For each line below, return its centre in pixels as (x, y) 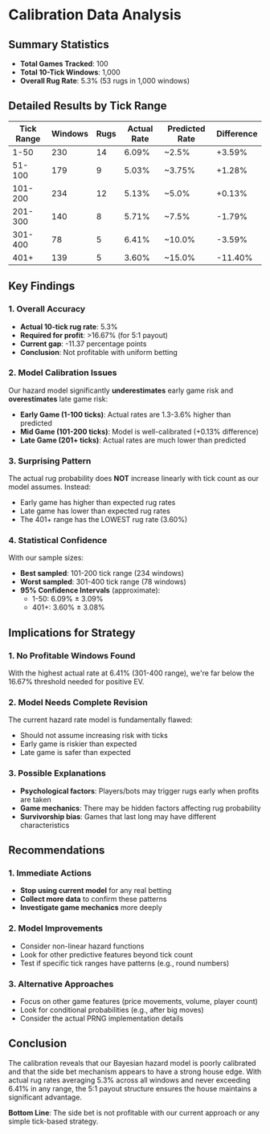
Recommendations (57, 850)
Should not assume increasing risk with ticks (94, 736)
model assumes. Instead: (50, 487)
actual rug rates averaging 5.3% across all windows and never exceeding (129, 1080)
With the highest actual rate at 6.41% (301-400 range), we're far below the (131, 673)
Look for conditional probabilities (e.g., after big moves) (112, 1010)
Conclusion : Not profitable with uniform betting (99, 352)
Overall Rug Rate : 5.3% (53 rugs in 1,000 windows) (105, 81)
